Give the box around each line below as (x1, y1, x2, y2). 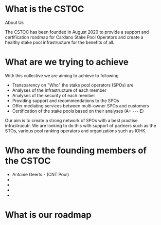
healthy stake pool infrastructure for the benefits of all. (5, 39, 115, 45)
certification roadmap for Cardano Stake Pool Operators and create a (5, 34, 143, 40)
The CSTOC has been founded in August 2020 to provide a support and (5, 29, 149, 35)
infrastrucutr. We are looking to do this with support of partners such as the (5, 123, 157, 128)
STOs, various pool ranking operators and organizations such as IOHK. (5, 128, 147, 134)
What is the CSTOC (5, 3, 84, 15)
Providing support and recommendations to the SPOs (12, 98, 119, 103)
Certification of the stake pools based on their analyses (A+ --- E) (12, 108, 144, 114)
